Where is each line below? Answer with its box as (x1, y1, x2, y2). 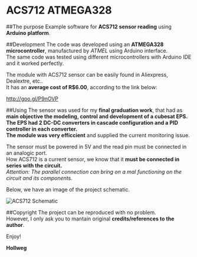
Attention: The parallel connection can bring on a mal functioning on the (6, 168, 182, 175)
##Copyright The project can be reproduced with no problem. (6, 209, 156, 216)
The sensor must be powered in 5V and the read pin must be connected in (6, 143, 187, 150)
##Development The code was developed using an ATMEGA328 (6, 41, 164, 48)
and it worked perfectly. (6, 60, 64, 67)
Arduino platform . (6, 29, 51, 36)
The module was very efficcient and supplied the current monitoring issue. (6, 131, 190, 139)
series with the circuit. (6, 162, 63, 169)
